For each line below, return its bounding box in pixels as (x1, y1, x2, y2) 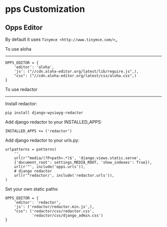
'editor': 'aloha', (14, 65, 55, 70)
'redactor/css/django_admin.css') (31, 213, 103, 218)
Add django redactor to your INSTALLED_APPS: (5, 119, 102, 125)
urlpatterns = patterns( (5, 147, 57, 152)
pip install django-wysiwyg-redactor (5, 110, 83, 115)
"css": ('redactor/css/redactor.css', (14, 209, 94, 214)
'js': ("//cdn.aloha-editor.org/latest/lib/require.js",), (14, 69, 139, 74)
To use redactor (5, 86, 38, 92)
